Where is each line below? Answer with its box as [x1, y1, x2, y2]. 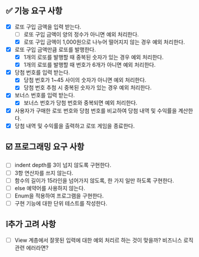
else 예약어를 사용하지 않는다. [14, 184, 86, 191]
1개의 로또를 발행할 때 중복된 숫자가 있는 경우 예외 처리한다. [23, 53, 164, 61]
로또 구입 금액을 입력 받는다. [14, 23, 82, 30]
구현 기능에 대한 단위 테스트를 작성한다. [14, 199, 108, 207]
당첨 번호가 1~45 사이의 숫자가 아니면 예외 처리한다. [23, 77, 147, 84]
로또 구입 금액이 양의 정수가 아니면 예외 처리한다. [23, 30, 139, 38]
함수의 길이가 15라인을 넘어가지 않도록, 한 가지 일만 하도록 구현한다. [14, 177, 174, 184]
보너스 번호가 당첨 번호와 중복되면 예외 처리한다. [23, 99, 138, 106]
